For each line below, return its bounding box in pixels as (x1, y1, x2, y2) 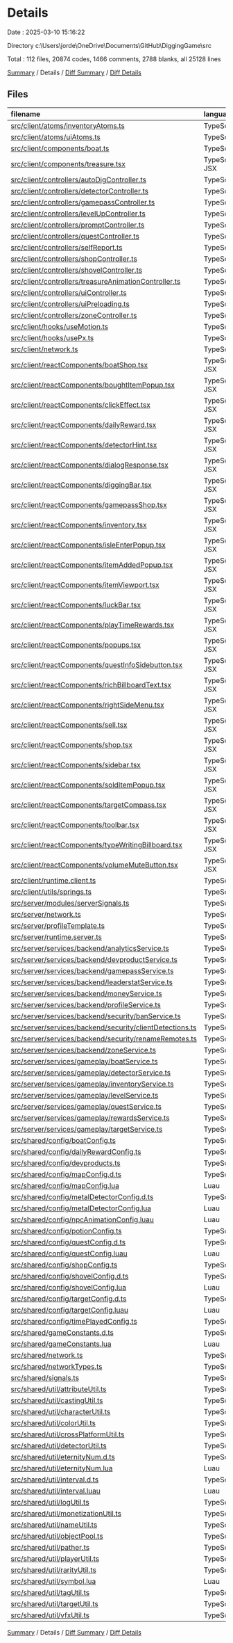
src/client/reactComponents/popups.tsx (10, 640, 141, 650)
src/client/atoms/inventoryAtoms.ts (10, 120, 125, 130)
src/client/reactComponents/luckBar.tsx (10, 600, 141, 609)
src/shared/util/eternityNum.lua (10, 1463, 113, 1473)
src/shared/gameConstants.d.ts (10, 1327, 114, 1337)
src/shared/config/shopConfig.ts (10, 1260, 118, 1269)
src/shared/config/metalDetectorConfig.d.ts (10, 1192, 154, 1201)
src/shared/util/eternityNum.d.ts (10, 1452, 116, 1461)
